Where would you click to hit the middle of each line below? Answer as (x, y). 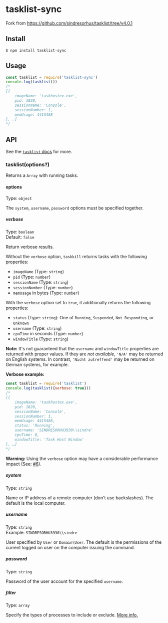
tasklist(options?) (27, 164)
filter (11, 593)
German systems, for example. (37, 365)
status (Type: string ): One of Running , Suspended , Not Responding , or (83, 318)
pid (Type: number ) (32, 277)
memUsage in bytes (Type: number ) (46, 293)
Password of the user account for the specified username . (64, 581)
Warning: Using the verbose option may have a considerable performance (82, 458)
